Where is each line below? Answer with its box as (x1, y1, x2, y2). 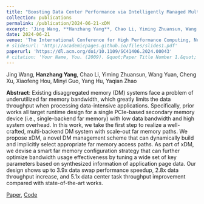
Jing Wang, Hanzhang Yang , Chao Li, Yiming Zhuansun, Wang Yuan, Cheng (6, 70, 197, 78)
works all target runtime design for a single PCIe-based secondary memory (6, 108, 195, 115)
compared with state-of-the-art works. (6, 179, 103, 186)
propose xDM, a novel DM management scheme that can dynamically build (6, 134, 194, 141)
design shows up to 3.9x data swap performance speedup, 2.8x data (6, 166, 179, 174)
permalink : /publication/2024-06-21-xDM (6, 20, 110, 26)
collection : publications (6, 15, 72, 21)
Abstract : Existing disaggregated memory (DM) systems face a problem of (6, 89, 194, 96)
